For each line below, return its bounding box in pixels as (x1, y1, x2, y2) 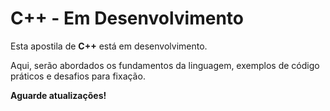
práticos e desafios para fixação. (10, 70, 146, 82)
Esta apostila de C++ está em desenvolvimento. (10, 40, 208, 52)
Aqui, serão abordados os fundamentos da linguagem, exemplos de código (10, 59, 320, 71)
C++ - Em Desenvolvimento (10, 7, 245, 30)
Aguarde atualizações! (10, 89, 107, 101)
